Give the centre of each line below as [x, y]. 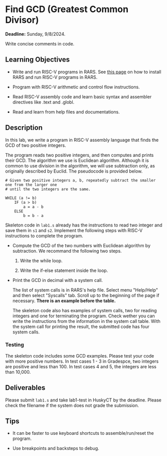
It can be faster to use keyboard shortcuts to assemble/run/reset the [83, 433]
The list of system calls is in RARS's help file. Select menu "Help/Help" [85, 290]
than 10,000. [18, 372]
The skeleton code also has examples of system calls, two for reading [85, 310]
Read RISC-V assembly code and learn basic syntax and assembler [82, 96]
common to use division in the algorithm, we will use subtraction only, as [80, 165]
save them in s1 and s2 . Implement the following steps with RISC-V [74, 230]
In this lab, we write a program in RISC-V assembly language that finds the [82, 140]
